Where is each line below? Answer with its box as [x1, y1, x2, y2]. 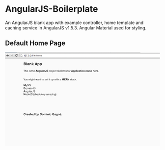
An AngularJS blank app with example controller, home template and [5, 20, 144, 25]
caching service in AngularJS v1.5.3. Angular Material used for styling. [5, 25, 147, 30]
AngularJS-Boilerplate [5, 3, 98, 15]
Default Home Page [5, 39, 66, 48]
